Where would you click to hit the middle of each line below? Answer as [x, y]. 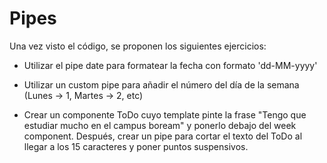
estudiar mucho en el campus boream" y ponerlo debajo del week [160, 125]
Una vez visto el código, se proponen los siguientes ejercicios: [138, 46]
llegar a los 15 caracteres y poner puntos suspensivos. [136, 146]
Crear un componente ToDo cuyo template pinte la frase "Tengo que [165, 114]
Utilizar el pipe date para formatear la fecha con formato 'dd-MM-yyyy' [170, 65]
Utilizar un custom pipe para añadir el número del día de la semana [161, 84]
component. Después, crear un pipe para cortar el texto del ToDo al [163, 136]
